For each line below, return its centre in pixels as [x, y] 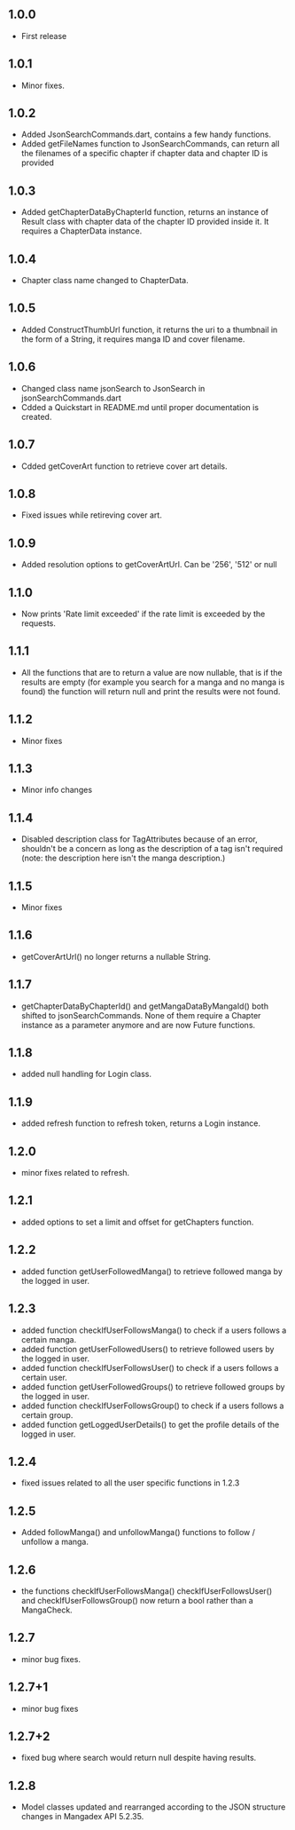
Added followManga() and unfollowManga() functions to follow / [138, 1533]
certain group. [47, 1414]
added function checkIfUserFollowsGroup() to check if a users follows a [152, 1406]
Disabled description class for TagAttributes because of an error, [139, 839]
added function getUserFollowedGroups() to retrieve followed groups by [153, 1386]
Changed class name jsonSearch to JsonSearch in [113, 388]
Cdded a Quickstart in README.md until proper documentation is [140, 407]
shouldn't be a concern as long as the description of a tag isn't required [152, 849]
